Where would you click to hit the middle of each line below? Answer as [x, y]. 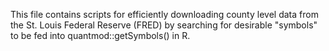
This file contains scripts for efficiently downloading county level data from [164, 14]
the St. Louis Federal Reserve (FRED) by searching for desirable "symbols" [164, 25]
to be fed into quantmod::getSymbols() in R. [100, 35]
